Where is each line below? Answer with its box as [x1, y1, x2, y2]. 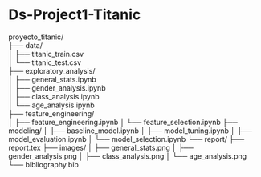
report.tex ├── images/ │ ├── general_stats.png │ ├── [8, 143, 194, 152]
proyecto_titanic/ [8, 32, 64, 42]
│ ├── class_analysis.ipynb [8, 91, 100, 101]
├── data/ [8, 40, 43, 50]
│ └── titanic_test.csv [8, 58, 82, 67]
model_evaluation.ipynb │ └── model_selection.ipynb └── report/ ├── [8, 134, 245, 143]
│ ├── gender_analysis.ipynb [8, 82, 106, 93]
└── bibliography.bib [8, 159, 79, 169]
